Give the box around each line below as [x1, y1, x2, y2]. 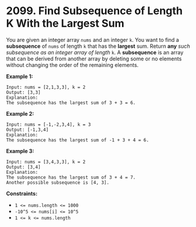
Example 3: [6, 147, 34, 154]
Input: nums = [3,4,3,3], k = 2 [6, 158, 86, 165]
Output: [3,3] [6, 89, 41, 95]
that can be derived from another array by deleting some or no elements [6, 55, 182, 62]
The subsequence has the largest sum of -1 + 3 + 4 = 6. [6, 137, 149, 143]
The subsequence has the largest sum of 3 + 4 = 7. [6, 174, 136, 180]
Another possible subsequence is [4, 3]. [6, 179, 110, 186]
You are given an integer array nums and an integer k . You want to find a [6, 36, 179, 43]
